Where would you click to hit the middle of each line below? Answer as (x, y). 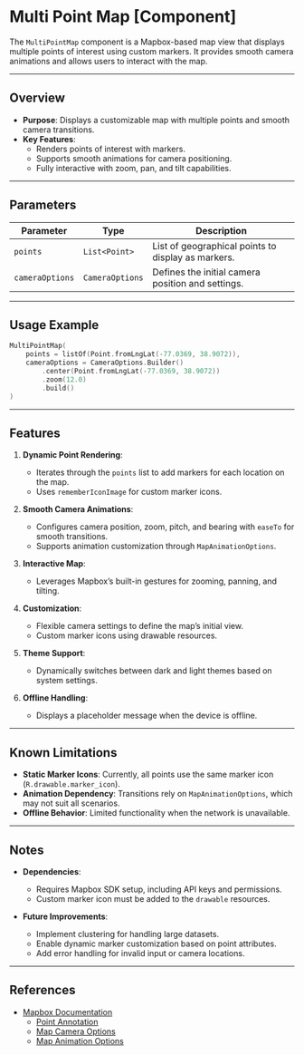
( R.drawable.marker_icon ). (71, 784)
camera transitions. (58, 130)
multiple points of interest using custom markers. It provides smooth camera (152, 51)
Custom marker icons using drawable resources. (127, 635)
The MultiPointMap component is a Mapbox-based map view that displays (147, 42)
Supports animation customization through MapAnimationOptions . (156, 547)
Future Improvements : (65, 916)
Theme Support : (54, 653)
